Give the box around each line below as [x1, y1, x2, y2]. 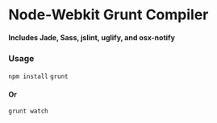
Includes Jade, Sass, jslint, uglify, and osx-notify [8, 32, 176, 42]
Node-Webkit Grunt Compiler [8, 6, 209, 24]
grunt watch [8, 107, 48, 116]
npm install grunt [8, 72, 69, 81]
